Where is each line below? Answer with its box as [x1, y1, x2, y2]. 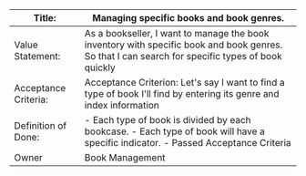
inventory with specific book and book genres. [84, 38, 283, 51]
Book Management [84, 151, 166, 163]
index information [84, 99, 159, 111]
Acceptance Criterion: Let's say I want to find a [84, 77, 285, 88]
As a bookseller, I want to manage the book [84, 27, 270, 39]
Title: [33, 12, 56, 24]
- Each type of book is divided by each [84, 114, 252, 126]
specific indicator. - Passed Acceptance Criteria [84, 137, 291, 149]
